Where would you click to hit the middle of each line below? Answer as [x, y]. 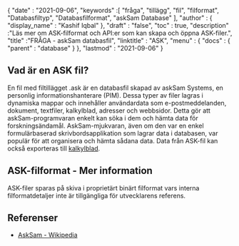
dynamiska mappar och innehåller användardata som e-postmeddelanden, [117, 103]
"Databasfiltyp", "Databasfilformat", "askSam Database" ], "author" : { [110, 18]
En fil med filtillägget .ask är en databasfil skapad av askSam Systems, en [115, 88]
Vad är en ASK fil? [48, 71]
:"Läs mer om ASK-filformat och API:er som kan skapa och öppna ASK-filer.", [120, 33]
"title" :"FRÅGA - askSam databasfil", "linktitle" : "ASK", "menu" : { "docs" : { [119, 41]
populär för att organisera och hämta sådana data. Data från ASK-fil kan [113, 140]
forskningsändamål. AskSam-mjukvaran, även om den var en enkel [106, 125]
